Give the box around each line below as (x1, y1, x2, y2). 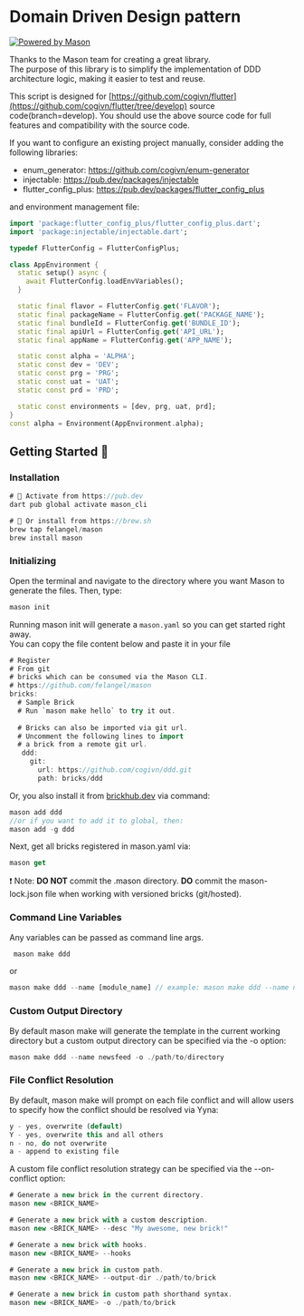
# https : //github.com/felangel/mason (9, 681, 152, 690)
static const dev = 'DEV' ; (17, 360, 119, 369)
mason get (9, 859, 47, 868)
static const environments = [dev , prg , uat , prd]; (17, 402, 217, 411)
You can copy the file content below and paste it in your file (9, 638, 231, 649)
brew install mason (9, 533, 83, 542)
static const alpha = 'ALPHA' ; (17, 352, 136, 361)
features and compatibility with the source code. (9, 120, 190, 131)
